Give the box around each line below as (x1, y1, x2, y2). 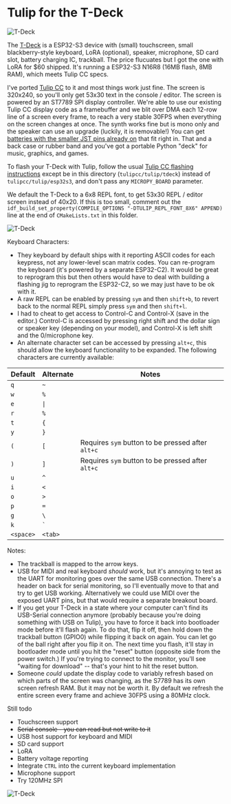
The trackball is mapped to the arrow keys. (16, 559, 139, 568)
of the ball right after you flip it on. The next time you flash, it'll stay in (16, 640, 214, 648)
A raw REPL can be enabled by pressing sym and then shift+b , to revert (16, 294, 219, 303)
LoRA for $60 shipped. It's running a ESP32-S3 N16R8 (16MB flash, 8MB (7, 63, 212, 71)
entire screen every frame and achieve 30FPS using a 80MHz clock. (16, 691, 211, 699)
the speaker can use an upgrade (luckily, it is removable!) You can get (7, 127, 205, 135)
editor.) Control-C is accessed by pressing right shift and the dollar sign (16, 316, 220, 324)
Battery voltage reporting (16, 754, 89, 762)
